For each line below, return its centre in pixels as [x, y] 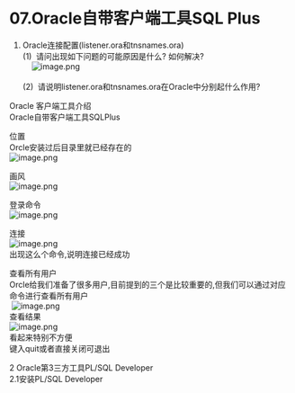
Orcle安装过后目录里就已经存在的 [71, 147]
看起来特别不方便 [41, 337]
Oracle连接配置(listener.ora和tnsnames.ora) [103, 45]
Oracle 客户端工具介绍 [50, 105]
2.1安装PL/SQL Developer [56, 379]
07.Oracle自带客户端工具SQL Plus [135, 18]
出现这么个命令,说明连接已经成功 [70, 254]
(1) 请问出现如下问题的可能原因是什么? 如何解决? [113, 56]
